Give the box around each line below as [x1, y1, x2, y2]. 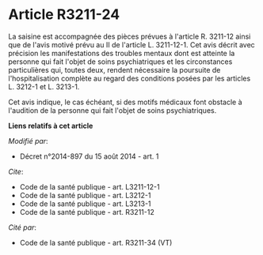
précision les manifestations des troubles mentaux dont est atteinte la [8, 48, 235, 58]
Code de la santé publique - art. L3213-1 [19, 199, 152, 208]
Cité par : [8, 223, 37, 232]
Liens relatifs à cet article [8, 121, 93, 130]
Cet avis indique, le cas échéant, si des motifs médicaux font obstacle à [8, 97, 243, 107]
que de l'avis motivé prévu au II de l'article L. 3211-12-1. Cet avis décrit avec [8, 39, 255, 49]
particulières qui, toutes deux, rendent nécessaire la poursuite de [8, 65, 221, 74]
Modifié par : [8, 136, 49, 145]
